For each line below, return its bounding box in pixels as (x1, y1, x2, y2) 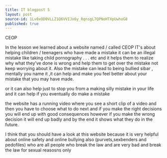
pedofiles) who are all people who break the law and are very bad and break (5, 142, 162, 148)
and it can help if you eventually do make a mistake (5, 91, 110, 97)
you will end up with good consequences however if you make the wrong (5, 111, 155, 117)
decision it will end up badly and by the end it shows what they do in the (5, 116, 153, 122)
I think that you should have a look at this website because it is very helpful (5, 131, 159, 137)
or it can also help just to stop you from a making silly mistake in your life (5, 85, 154, 92)
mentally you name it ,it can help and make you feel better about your (5, 71, 148, 77)
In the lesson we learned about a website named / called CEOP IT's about (5, 44, 156, 50)
